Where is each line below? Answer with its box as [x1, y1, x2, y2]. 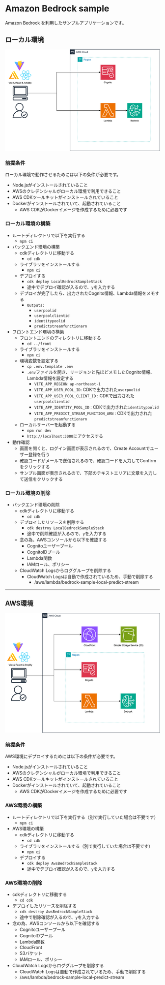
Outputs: [27, 303, 45, 308]
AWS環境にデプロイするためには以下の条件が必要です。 [5, 754, 118, 760]
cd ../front [27, 341, 52, 346]
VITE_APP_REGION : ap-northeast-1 [34, 381, 101, 386]
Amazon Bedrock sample [5, 3, 110, 14]
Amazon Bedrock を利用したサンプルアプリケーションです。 [5, 20, 127, 26]
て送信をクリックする [19, 476, 63, 482]
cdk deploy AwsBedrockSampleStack [27, 861, 98, 866]
